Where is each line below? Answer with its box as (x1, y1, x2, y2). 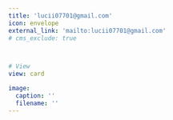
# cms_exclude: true (8, 34, 78, 42)
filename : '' (15, 99, 59, 107)
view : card (8, 70, 45, 78)
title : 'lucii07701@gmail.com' (8, 11, 113, 20)
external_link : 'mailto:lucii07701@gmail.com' (8, 26, 167, 34)
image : (8, 85, 30, 93)
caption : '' (15, 92, 56, 100)
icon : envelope (8, 19, 59, 27)
